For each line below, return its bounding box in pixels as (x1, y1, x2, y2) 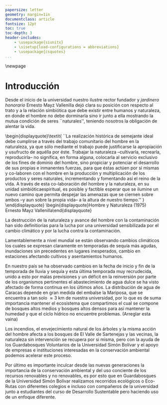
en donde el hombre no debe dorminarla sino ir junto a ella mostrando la (5, 113, 154, 119)
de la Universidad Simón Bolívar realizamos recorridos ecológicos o (5, 378, 145, 384)
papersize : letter (5, 7, 43, 12)
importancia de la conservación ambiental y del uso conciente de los (5, 367, 147, 373)
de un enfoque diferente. (5, 394, 56, 400)
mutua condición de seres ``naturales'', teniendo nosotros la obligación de (5, 118, 158, 124)
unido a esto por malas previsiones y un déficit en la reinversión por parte (5, 273, 157, 280)
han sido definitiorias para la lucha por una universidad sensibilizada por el (5, 222, 159, 228)
